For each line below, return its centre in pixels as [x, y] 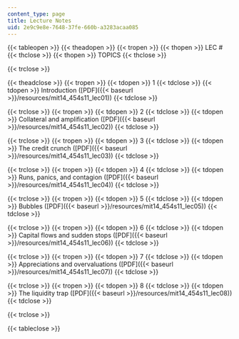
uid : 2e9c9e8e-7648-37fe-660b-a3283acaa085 [73, 27]
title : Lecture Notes [40, 21]
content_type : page [36, 14]
